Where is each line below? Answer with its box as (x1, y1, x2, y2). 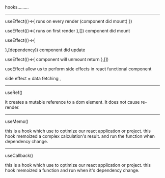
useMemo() (5, 119, 28, 124)
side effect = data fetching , (5, 76, 61, 81)
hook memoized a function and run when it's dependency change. (5, 167, 139, 173)
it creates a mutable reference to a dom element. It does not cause (5, 99, 140, 105)
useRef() (5, 89, 23, 95)
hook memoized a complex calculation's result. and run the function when (5, 133, 155, 139)
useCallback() (5, 152, 33, 158)
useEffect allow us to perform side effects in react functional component (5, 66, 152, 72)
